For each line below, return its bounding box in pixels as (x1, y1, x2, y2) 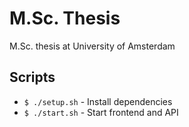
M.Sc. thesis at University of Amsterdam (9, 40, 176, 52)
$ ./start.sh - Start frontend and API (23, 106, 179, 118)
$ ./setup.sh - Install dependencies (23, 95, 173, 107)
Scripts (9, 69, 56, 86)
